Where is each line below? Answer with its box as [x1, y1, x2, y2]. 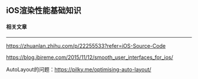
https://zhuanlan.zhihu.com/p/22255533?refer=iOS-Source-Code [6, 42, 166, 49]
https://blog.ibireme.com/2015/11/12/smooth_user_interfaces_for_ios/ [6, 54, 174, 61]
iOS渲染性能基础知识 [6, 5, 81, 16]
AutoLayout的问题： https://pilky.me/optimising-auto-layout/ [6, 65, 151, 73]
